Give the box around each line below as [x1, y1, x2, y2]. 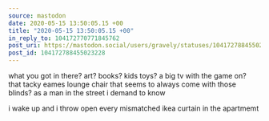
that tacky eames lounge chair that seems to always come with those [8, 79, 236, 89]
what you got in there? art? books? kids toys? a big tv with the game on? [8, 71, 247, 80]
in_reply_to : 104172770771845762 [8, 34, 120, 42]
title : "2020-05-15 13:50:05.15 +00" [8, 26, 134, 34]
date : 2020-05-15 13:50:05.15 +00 [8, 19, 124, 27]
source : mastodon [8, 11, 66, 20]
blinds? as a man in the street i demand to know [8, 88, 166, 97]
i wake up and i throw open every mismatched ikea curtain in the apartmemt [8, 103, 259, 113]
